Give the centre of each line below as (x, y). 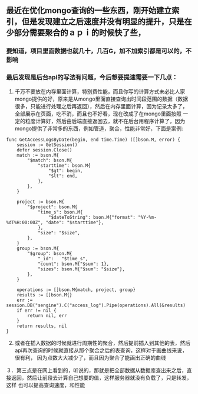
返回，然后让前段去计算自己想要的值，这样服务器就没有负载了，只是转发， (101, 377)
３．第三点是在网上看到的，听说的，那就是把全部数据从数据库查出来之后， (96, 370)
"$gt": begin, (65, 170)
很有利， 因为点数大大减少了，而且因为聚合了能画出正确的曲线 (90, 357)
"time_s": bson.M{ (60, 212)
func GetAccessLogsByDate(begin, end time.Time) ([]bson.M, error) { (93, 140)
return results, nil (42, 326)
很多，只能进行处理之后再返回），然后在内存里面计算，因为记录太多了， (101, 106)
